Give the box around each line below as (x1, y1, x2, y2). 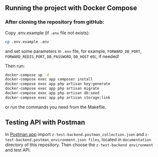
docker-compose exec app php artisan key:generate (5, 81, 111, 86)
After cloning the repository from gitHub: (5, 19, 105, 26)
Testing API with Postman (5, 118, 86, 127)
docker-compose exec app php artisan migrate (5, 86, 99, 91)
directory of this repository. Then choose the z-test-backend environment (5, 142, 154, 148)
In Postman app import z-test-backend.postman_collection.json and (5, 131, 144, 137)
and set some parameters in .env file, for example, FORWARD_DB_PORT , (5, 48, 142, 54)
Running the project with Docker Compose (5, 4, 137, 12)
